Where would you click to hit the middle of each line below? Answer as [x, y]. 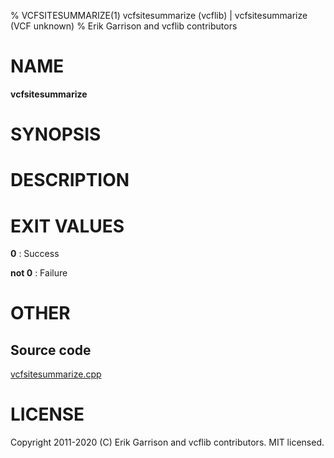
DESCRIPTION [70, 180]
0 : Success [35, 254]
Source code [51, 350]
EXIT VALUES [67, 226]
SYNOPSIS [56, 134]
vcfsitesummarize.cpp [56, 374]
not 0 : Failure [39, 273]
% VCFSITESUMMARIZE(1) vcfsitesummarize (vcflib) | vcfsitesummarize [159, 15]
